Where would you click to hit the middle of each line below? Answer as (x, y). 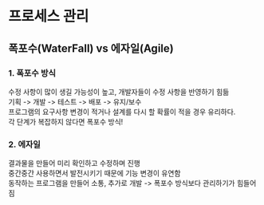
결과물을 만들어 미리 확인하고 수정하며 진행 (75, 164)
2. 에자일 (25, 144)
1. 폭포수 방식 (32, 73)
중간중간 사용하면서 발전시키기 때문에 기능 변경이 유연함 (95, 173)
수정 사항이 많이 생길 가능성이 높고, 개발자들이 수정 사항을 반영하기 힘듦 (119, 92)
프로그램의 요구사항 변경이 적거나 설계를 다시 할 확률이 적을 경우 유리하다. (122, 112)
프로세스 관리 (49, 16)
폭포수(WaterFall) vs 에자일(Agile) (91, 48)
